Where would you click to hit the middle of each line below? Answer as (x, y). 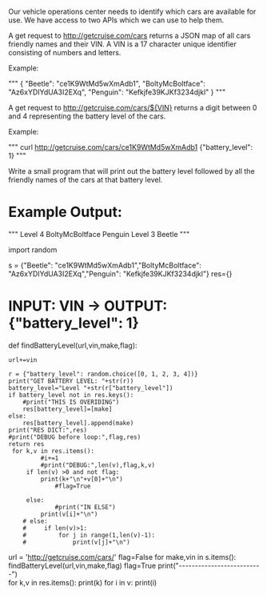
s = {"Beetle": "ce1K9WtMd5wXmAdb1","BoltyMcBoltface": (105, 265)
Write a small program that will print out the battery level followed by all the (132, 171)
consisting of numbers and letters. (65, 52)
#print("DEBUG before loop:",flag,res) (75, 437)
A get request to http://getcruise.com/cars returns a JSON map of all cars (130, 36)
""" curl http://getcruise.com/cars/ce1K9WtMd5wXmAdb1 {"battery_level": (131, 147)
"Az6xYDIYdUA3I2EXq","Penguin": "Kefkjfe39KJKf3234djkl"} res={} (120, 273)
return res (26, 444)
